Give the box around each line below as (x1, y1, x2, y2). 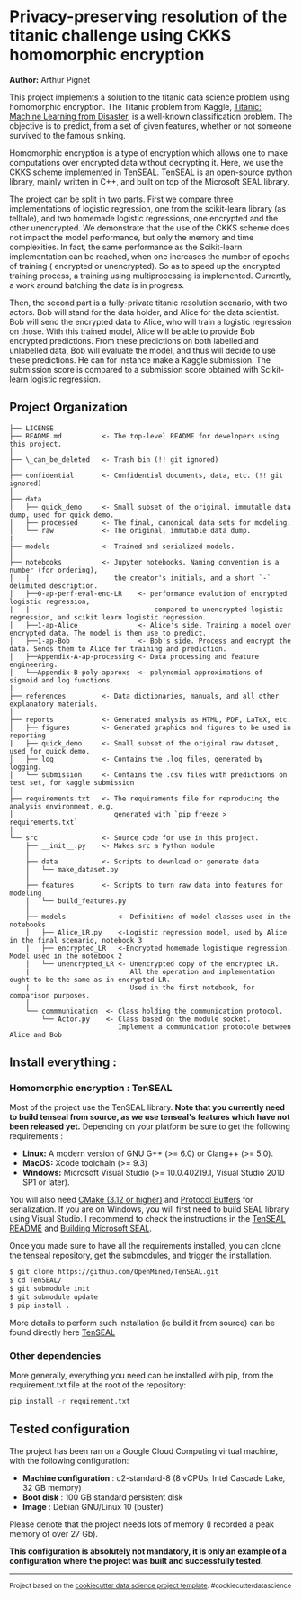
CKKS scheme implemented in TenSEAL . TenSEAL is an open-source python (9, 167, 293, 177)
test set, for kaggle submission (9, 778, 135, 787)
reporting (9, 731, 47, 740)
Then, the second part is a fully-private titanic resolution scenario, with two (9, 297, 288, 308)
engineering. (9, 660, 58, 669)
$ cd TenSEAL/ (9, 1276, 63, 1285)
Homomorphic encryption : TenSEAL (9, 1082, 173, 1095)
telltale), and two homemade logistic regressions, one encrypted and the (9, 212, 279, 223)
